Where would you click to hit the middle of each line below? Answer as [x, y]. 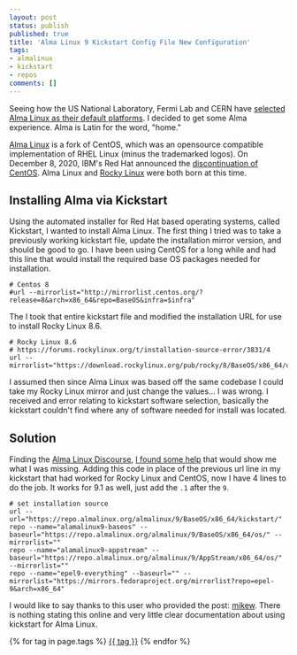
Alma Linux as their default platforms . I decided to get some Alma [128, 118]
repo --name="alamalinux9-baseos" [73, 528]
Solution [33, 438]
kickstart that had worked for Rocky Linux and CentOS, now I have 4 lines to [148, 478]
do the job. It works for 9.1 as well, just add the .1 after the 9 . [119, 488]
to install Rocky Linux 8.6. [56, 326]
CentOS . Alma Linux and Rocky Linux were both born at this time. [128, 173]
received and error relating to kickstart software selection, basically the [139, 401]
